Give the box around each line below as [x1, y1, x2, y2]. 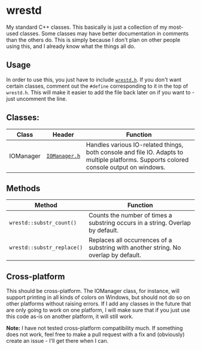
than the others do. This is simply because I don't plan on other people [6, 36, 181, 43]
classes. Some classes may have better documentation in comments [20, 29, 189, 37]
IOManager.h [46, 152, 81, 159]
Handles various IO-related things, [86, 140, 184, 149]
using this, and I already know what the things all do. [6, 43, 136, 50]
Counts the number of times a [89, 211, 172, 220]
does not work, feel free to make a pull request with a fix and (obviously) [6, 331, 185, 338]
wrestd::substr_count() [9, 220, 77, 226]
